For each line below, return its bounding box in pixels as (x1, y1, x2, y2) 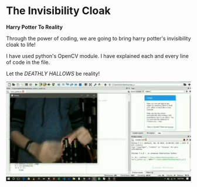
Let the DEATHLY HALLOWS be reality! (6, 70, 100, 77)
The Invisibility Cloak (6, 4, 111, 18)
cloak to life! (6, 41, 36, 48)
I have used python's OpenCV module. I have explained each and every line (6, 52, 189, 59)
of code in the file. (6, 59, 50, 66)
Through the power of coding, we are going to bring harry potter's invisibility (6, 35, 192, 42)
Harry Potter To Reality (6, 23, 63, 30)
